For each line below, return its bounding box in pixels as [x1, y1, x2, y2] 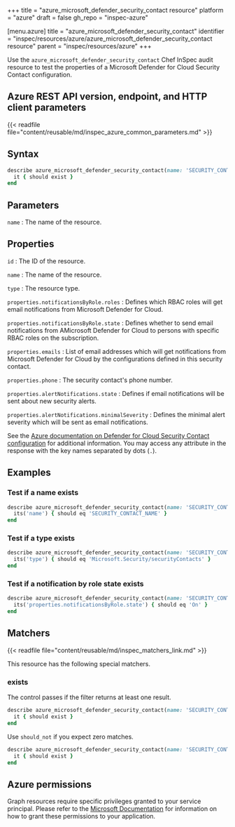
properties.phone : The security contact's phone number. [7, 376, 173, 384]
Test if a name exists [7, 488, 79, 498]
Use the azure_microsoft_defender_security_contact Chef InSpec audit [7, 55, 213, 64]
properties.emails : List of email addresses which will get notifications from [7, 347, 227, 355]
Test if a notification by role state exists [7, 579, 144, 589]
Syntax [7, 148, 39, 160]
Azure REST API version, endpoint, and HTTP [7, 91, 208, 102]
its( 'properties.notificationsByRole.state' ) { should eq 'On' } [13, 602, 208, 609]
